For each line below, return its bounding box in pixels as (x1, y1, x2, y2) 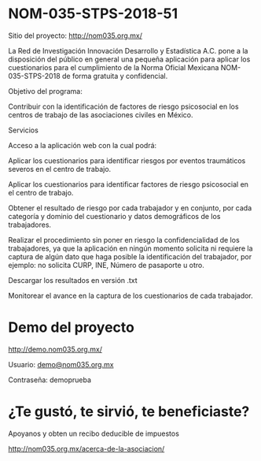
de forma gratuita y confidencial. (61, 71, 168, 80)
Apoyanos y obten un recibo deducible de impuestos (8, 429, 179, 438)
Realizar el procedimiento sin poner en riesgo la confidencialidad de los (8, 235, 240, 244)
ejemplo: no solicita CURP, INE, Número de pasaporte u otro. (8, 260, 204, 270)
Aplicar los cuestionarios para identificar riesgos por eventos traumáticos (8, 155, 246, 165)
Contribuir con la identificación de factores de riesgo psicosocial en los (8, 102, 239, 111)
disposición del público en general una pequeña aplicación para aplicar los (8, 54, 251, 64)
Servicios (8, 125, 39, 135)
